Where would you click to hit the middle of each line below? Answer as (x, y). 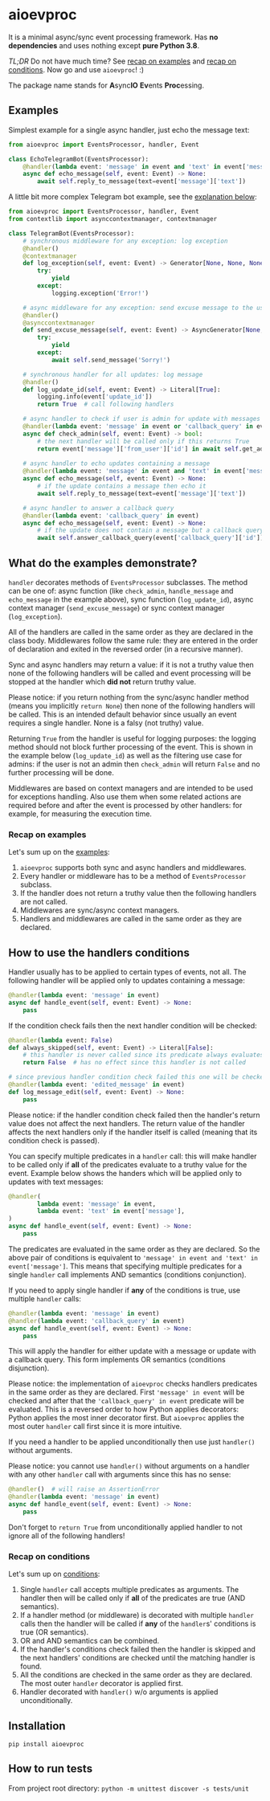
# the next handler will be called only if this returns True (143, 441)
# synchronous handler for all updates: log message (113, 374)
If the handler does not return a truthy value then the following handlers (138, 893)
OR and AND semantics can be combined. (90, 1641)
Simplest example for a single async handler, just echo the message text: (129, 129)
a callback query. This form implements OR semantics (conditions (117, 1360)
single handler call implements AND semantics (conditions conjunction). (127, 1274)
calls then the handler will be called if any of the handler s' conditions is (138, 1623)
